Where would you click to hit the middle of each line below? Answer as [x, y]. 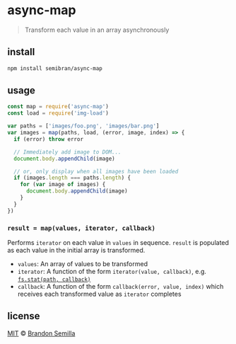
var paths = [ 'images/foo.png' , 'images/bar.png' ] [83, 126]
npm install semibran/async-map [55, 68]
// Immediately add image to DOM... [67, 152]
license [24, 316]
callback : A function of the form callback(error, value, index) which [120, 286]
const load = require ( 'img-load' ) [58, 113]
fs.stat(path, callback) [54, 279]
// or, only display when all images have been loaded [96, 171]
